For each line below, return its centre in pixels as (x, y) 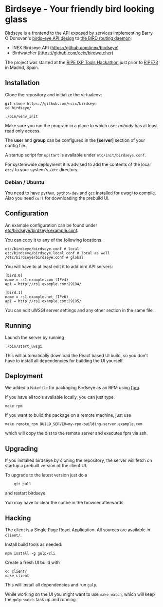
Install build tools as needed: (34, 544)
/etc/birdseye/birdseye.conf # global (44, 257)
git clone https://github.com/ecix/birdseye (51, 104)
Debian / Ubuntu (25, 182)
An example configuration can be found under (51, 225)
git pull (23, 484)
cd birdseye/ (18, 108)
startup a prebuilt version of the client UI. (46, 466)
